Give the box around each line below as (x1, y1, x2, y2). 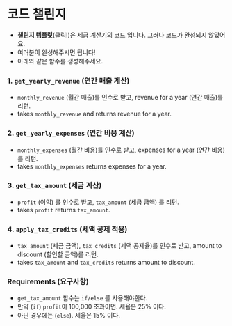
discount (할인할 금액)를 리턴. (17, 250, 99, 258)
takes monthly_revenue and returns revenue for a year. (17, 109, 172, 118)
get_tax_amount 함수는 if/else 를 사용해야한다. (17, 294, 148, 302)
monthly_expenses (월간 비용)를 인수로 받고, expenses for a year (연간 (17, 146, 210, 154)
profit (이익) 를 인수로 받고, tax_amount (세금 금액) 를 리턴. (17, 198, 179, 206)
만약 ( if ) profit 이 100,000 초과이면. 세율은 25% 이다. (17, 302, 167, 311)
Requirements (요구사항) (7, 277, 89, 286)
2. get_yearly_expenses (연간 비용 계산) (7, 128, 135, 138)
